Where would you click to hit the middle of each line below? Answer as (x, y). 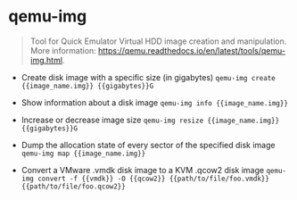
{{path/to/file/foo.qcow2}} (73, 186)
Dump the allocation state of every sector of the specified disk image (148, 145)
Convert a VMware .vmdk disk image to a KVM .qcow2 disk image (143, 170)
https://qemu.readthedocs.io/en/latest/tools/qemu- (192, 50)
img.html (46, 60)
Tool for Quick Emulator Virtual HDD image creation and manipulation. (158, 41)
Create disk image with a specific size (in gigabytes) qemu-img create (148, 77)
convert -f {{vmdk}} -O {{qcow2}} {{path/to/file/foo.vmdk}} (153, 179)
